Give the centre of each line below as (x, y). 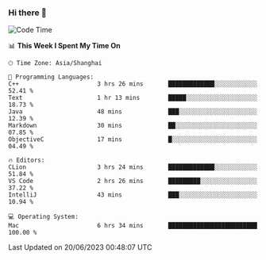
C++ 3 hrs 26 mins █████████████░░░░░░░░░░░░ (133, 84)
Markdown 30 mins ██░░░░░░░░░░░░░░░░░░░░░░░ (133, 126)
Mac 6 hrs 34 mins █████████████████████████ (133, 226)
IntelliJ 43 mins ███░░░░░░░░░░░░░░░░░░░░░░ (133, 195)
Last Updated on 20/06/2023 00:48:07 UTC (80, 247)
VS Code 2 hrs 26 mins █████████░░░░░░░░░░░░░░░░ (133, 182)
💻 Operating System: (44, 217)
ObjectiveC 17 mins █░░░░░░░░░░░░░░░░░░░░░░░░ (133, 140)
